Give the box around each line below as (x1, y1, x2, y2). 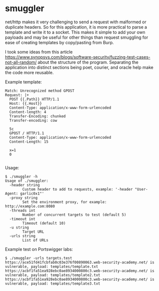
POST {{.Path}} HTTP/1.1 (9, 97, 59, 102)
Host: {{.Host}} (9, 101, 42, 106)
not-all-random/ (5, 59, 37, 65)
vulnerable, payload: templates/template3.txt (5, 281, 101, 286)
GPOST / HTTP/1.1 (9, 130, 44, 136)
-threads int (9, 208, 36, 213)
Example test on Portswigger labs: (5, 246, 73, 252)
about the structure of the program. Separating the (38, 59, 139, 65)
